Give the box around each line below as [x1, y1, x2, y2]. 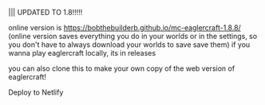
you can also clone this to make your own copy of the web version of [8, 64, 235, 73]
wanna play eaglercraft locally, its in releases [8, 49, 156, 57]
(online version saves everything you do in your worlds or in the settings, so [8, 32, 258, 41]
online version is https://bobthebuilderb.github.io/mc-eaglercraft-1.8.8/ [8, 23, 241, 32]
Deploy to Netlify [8, 87, 64, 97]
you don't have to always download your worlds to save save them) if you [8, 40, 251, 49]
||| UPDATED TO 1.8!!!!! [8, 8, 83, 17]
